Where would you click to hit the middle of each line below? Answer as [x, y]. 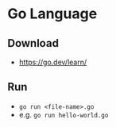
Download [33, 43]
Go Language [52, 14]
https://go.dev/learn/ [53, 62]
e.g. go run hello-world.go [64, 114]
